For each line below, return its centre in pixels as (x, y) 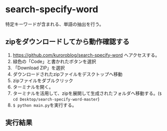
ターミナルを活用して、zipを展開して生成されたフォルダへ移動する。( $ (87, 93)
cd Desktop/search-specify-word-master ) (56, 99)
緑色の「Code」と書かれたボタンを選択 (54, 61)
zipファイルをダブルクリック (43, 81)
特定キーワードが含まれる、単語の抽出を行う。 (55, 24)
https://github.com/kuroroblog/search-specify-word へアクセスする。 (86, 55)
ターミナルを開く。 (33, 87)
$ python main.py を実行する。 (45, 105)
